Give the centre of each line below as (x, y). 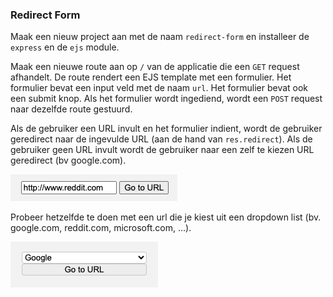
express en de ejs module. (65, 47)
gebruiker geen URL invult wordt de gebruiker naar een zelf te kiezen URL (162, 150)
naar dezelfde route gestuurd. (71, 109)
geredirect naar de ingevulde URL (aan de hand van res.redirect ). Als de (161, 139)
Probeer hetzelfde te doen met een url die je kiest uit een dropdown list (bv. (166, 217)
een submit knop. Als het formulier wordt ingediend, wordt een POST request (166, 99)
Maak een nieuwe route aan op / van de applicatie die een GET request (155, 67)
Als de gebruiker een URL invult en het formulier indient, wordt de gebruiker (166, 129)
